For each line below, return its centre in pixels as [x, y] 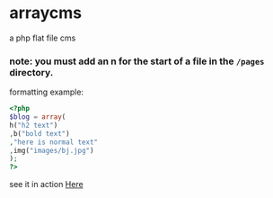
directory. [31, 72]
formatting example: [46, 92]
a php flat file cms [43, 38]
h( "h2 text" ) [34, 125]
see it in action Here [46, 184]
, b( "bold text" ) [40, 133]
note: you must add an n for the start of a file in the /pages [137, 61]
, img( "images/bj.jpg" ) [52, 150]
